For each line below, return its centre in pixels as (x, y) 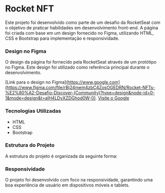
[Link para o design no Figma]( (36, 82)
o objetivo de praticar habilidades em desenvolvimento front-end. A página (82, 27)
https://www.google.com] (94, 82)
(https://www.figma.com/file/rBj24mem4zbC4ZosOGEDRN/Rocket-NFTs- (80, 88)
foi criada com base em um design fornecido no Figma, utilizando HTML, (80, 33)
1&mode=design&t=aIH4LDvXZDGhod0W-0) (50, 98)
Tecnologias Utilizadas (33, 111)
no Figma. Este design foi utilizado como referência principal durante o (77, 67)
